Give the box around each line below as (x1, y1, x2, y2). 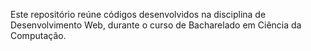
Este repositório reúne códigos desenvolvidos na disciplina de (10, 9, 267, 20)
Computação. (10, 30, 67, 41)
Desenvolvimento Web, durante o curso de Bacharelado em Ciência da (10, 19, 302, 31)
